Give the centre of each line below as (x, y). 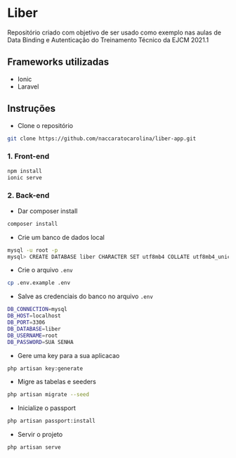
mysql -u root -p (33, 250)
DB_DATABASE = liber (34, 329)
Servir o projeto (40, 435)
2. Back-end (28, 196)
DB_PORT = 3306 (26, 323)
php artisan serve (34, 447)
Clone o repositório (45, 125)
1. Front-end (28, 156)
